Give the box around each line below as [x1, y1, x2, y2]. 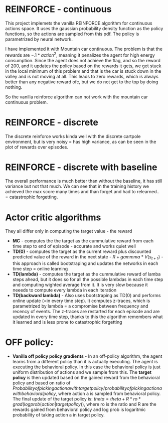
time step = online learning [12, 266, 68, 272]
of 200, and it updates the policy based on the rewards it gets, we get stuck [5, 63, 161, 69]
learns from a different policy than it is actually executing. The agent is [12, 359, 158, 365]
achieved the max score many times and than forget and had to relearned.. [5, 189, 159, 195]
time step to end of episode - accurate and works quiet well [12, 243, 136, 249]
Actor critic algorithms [5, 212, 101, 223]
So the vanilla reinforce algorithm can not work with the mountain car [5, 94, 148, 100]
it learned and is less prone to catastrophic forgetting [12, 319, 122, 325]
